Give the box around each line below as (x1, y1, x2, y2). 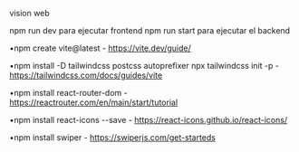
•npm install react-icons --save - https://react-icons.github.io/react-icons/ (9, 115, 288, 125)
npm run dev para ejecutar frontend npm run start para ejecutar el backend (9, 25, 291, 35)
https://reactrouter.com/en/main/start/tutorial (9, 97, 178, 108)
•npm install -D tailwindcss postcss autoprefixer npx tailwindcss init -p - (9, 61, 279, 71)
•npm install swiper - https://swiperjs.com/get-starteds (9, 132, 216, 143)
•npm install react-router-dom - (9, 88, 129, 98)
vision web (9, 8, 50, 18)
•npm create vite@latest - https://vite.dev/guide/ (9, 43, 192, 53)
